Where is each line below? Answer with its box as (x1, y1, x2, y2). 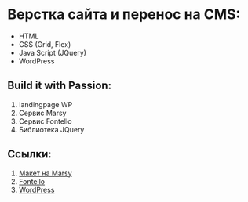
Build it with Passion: (7, 79, 111, 92)
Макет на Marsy (18, 168, 72, 178)
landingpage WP (18, 99, 73, 109)
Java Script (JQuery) (18, 48, 87, 57)
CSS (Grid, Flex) (18, 39, 71, 49)
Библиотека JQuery (18, 124, 85, 134)
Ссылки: (7, 147, 52, 161)
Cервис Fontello (18, 116, 72, 126)
